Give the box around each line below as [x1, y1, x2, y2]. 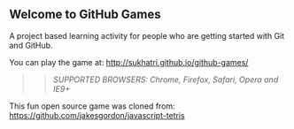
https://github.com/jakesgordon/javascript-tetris [9, 110, 186, 120]
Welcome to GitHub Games [9, 7, 161, 22]
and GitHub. [9, 40, 53, 50]
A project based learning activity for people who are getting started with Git [9, 30, 285, 41]
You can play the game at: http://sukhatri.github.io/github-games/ [9, 57, 249, 67]
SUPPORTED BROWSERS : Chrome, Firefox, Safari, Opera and [52, 74, 279, 85]
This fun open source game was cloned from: [9, 101, 175, 111]
